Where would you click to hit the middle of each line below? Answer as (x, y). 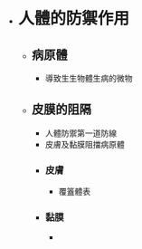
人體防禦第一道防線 (81, 133)
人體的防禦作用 (73, 19)
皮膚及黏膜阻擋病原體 (85, 144)
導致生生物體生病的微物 (89, 78)
